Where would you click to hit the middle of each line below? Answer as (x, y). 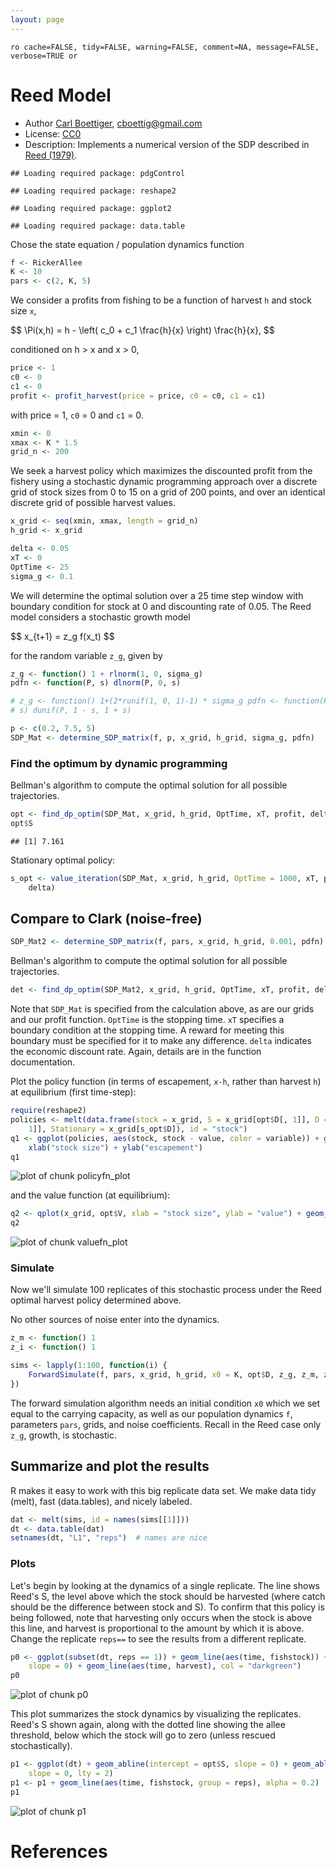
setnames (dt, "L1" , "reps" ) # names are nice (109, 1538)
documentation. (43, 1062)
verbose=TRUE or (44, 56)
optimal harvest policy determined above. (96, 1300)
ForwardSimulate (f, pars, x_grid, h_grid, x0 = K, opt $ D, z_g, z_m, (174, 1375)
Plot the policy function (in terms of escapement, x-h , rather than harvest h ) (166, 1082)
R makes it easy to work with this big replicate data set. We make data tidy (163, 1490)
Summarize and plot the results (110, 1466)
